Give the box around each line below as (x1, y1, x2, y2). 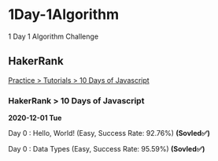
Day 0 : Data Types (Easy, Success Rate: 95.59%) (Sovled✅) (8, 144, 205, 154)
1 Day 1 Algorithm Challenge (8, 32, 99, 41)
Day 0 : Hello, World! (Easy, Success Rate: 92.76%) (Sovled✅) (8, 129, 210, 138)
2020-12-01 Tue (8, 113, 62, 123)
